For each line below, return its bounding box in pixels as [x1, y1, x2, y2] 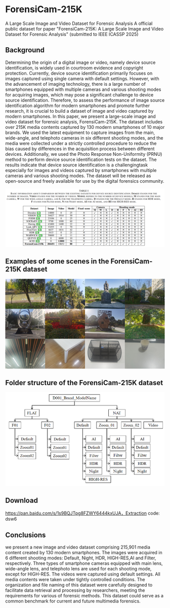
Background [5, 46, 45, 54]
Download [5, 496, 38, 504]
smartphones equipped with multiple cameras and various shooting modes [5, 86, 161, 92]
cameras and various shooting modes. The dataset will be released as [5, 173, 151, 179]
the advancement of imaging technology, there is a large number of [5, 81, 146, 87]
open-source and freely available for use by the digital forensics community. [5, 178, 164, 184]
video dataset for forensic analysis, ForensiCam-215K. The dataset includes [5, 118, 163, 125]
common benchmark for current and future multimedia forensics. [5, 598, 141, 604]
